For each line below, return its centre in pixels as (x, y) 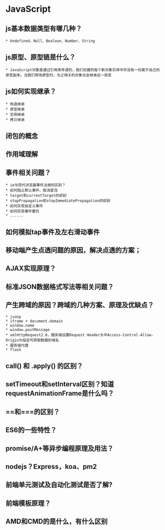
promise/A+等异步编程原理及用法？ (60, 448)
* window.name (20, 325)
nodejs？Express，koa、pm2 (51, 466)
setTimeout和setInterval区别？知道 (60, 384)
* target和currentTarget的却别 (36, 196)
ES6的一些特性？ (31, 430)
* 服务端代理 (17, 345)
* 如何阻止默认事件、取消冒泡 (32, 191)
